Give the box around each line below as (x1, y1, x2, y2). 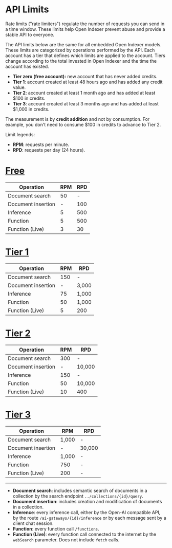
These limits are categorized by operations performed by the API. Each (5, 47, 155, 53)
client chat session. (12, 520, 54, 526)
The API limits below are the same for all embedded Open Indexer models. (5, 41, 162, 47)
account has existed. (5, 63, 50, 69)
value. (12, 84, 26, 90)
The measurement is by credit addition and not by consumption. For (5, 116, 150, 122)
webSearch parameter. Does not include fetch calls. (12, 536, 120, 543)
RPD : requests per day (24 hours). (12, 147, 85, 153)
